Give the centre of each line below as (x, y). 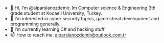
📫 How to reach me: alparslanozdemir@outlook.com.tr (68, 35)
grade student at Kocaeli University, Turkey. (56, 13)
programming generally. (35, 24)
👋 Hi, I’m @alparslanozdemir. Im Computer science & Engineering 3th (83, 8)
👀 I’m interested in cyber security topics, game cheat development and (85, 18)
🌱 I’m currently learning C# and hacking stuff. (58, 29)
